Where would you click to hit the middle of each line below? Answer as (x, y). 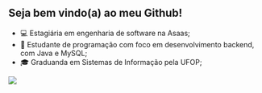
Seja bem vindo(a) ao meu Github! (96, 13)
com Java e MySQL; (54, 53)
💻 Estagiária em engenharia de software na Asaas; (105, 33)
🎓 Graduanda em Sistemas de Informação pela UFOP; (111, 62)
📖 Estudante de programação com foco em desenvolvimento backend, (137, 44)
